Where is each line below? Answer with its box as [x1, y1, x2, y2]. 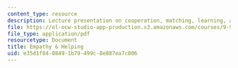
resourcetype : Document [7, 37, 78, 44]
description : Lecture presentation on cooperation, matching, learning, [7, 17, 227, 24]
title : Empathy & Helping [7, 43, 84, 50]
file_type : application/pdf [7, 30, 91, 38]
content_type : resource [7, 10, 78, 18]
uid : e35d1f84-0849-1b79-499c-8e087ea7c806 [7, 50, 138, 57]
